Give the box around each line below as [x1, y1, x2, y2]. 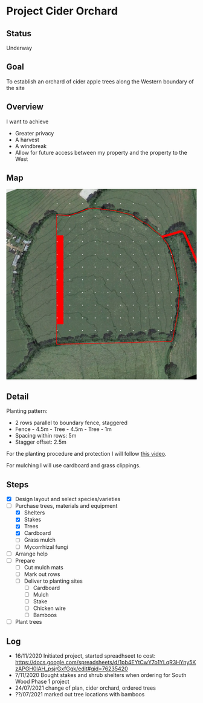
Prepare [14, 557, 35, 564]
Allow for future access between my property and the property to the [14, 149, 187, 156]
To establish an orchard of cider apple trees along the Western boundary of [6, 77, 195, 85]
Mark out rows [24, 570, 60, 578]
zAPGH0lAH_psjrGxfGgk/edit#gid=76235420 [14, 665, 128, 672]
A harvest [14, 136, 39, 143]
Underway [6, 44, 32, 51]
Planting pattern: [6, 407, 48, 415]
